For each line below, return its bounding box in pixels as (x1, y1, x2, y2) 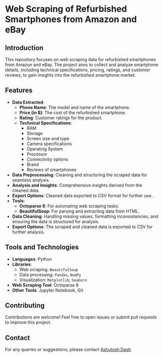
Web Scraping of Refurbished (5, 3, 127, 15)
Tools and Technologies (5, 243, 79, 252)
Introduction (5, 43, 44, 52)
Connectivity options (26, 156, 69, 162)
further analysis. (12, 229, 45, 235)
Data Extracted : (12, 99, 45, 105)
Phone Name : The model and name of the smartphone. (19, 104, 130, 110)
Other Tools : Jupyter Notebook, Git (12, 287, 84, 293)
